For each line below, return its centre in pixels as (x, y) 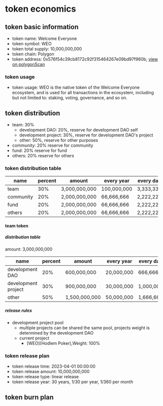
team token (17, 226)
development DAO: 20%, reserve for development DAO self (79, 130)
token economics (41, 9)
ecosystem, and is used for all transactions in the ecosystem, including (83, 93)
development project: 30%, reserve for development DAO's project (86, 135)
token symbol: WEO (32, 44)
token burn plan (29, 397)
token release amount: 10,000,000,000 (51, 372)
